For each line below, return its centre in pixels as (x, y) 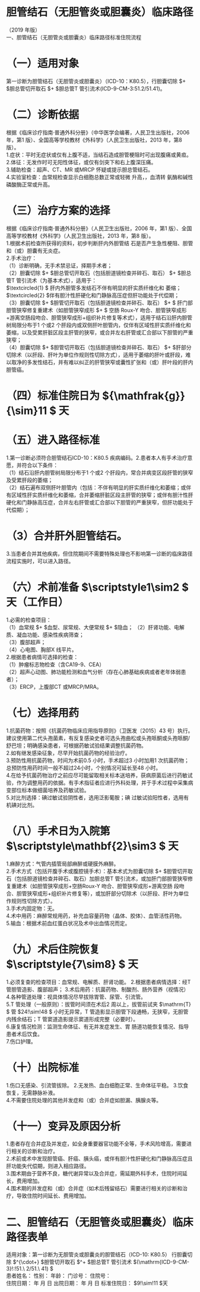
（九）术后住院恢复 (53, 949)
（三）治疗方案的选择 (58, 211)
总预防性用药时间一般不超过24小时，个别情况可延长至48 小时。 (84, 767)
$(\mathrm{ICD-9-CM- (161, 1262)
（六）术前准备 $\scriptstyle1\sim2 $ (97, 587)
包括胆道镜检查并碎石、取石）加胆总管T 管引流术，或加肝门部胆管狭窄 (102, 879)
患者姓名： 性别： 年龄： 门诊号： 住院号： (58, 1276)
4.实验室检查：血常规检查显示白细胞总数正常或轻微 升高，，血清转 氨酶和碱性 (100, 177)
